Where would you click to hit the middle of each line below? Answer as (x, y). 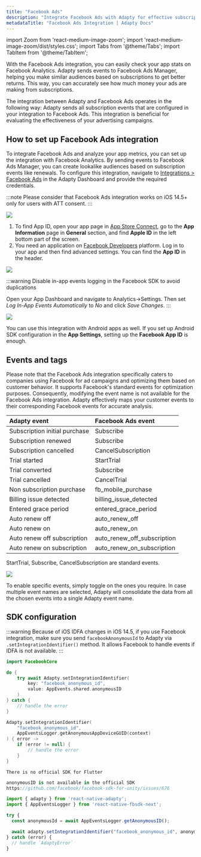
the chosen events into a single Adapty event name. (70, 598)
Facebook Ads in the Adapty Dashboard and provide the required (87, 179)
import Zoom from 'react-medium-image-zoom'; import (75, 40)
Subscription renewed (40, 441)
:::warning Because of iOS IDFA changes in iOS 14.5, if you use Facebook (96, 631)
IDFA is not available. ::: (35, 650)
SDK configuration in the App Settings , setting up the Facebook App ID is (97, 335)
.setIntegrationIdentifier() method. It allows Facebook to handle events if (100, 644)
